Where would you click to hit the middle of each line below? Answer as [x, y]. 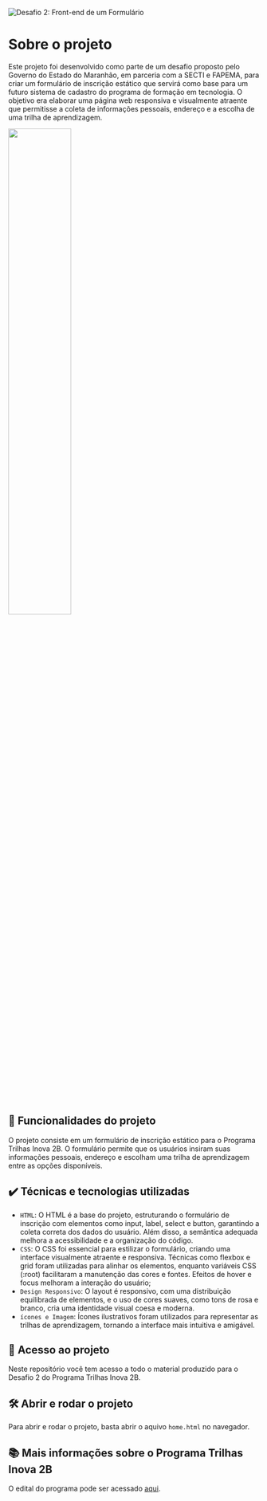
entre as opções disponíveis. [55, 1165]
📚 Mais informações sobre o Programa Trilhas [126, 1453]
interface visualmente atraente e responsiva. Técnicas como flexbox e [135, 1257]
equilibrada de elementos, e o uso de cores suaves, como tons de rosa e [139, 1299]
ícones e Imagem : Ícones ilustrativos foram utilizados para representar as [139, 1316]
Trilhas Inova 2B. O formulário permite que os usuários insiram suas [120, 1149]
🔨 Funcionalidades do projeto [82, 1121]
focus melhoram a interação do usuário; [85, 1283]
